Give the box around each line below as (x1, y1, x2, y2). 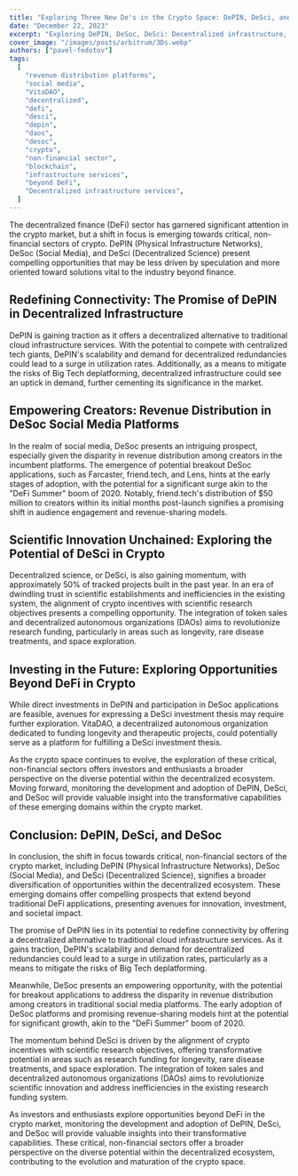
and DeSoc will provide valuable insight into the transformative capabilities (9, 793, 282, 803)
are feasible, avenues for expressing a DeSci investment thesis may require (9, 709, 285, 720)
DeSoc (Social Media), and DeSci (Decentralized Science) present (9, 247, 251, 258)
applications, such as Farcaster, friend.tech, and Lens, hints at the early (9, 469, 271, 479)
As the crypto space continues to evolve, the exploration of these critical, (9, 754, 277, 765)
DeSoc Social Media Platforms (9, 417, 180, 432)
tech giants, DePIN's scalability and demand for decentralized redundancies (9, 349, 287, 359)
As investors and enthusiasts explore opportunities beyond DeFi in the (9, 1108, 266, 1119)
